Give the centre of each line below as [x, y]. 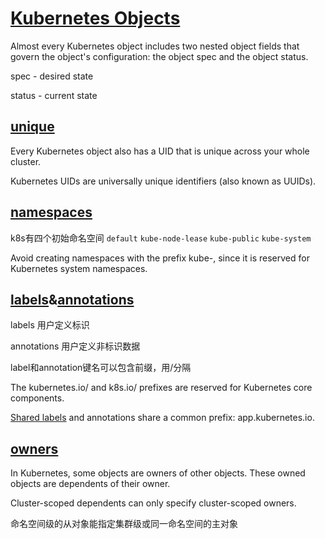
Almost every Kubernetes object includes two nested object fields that [155, 46]
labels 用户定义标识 [50, 325]
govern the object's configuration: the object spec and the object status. [159, 56]
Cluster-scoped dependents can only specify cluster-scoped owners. [153, 503]
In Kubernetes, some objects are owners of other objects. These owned [158, 473]
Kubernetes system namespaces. [79, 268]
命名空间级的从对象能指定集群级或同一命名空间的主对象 [124, 524]
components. [37, 398]
